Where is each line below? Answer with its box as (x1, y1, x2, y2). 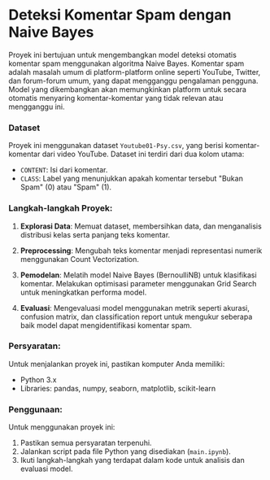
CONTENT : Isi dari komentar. (20, 165, 108, 175)
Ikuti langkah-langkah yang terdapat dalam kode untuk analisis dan (20, 456, 246, 465)
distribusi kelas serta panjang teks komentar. (20, 229, 171, 239)
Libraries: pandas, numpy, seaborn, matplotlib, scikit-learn (20, 383, 216, 393)
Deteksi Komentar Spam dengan (8, 6, 232, 24)
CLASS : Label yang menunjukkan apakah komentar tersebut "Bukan (20, 173, 244, 184)
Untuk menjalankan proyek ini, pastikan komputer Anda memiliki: (8, 359, 225, 369)
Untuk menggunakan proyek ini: (8, 422, 115, 432)
